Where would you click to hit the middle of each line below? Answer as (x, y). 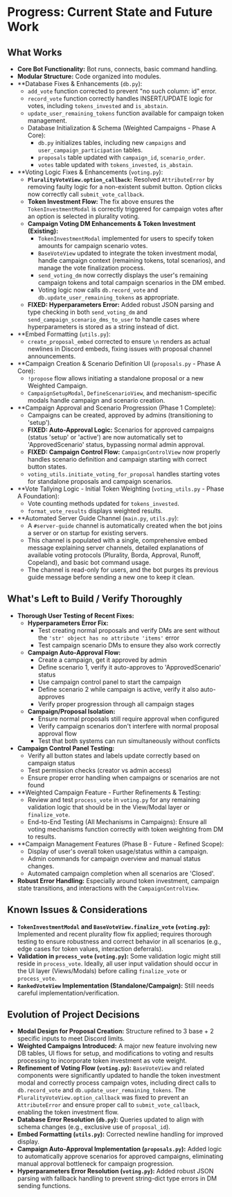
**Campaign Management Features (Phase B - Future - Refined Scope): (120, 844)
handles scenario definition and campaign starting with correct (117, 459)
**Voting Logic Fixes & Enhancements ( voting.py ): (90, 172)
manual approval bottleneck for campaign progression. (96, 1164)
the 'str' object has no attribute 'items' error (109, 638)
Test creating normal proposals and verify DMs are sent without (129, 630)
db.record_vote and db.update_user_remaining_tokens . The (101, 1090)
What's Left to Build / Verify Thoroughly (95, 599)
